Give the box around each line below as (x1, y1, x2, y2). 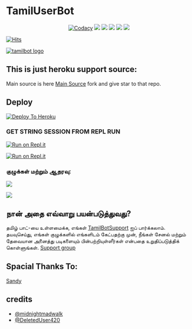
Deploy (6, 97, 33, 108)
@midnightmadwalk (14, 310, 63, 317)
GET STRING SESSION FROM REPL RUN (6, 128, 121, 136)
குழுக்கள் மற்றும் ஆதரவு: (6, 167, 72, 175)
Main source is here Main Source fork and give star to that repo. (6, 80, 161, 87)
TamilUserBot (6, 4, 75, 18)
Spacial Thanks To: (6, 262, 78, 272)
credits (6, 294, 33, 305)
